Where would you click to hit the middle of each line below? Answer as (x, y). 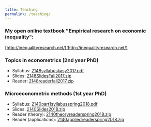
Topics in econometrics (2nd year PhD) (52, 60)
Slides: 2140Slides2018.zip (38, 109)
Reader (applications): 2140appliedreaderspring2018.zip (68, 120)
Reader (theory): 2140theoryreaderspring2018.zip (61, 114)
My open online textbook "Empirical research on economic (75, 31)
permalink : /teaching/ (28, 14)
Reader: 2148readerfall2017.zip (43, 81)
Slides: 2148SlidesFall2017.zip (42, 76)
